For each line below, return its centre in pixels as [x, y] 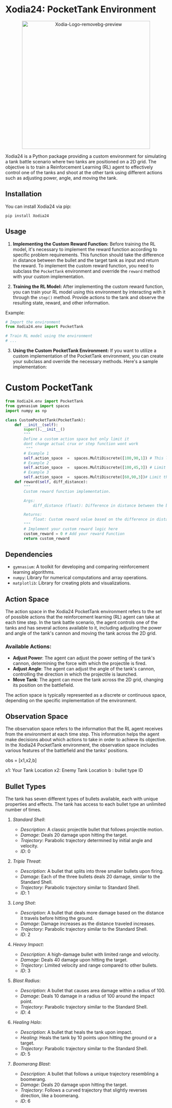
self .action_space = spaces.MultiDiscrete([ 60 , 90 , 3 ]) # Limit [92, 477]
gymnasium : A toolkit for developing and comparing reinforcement [81, 567]
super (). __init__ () [45, 430]
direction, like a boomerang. [50, 1096]
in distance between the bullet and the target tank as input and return [86, 260]
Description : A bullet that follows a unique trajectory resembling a [89, 1074]
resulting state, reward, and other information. [61, 303]
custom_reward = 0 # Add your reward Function [74, 534]
